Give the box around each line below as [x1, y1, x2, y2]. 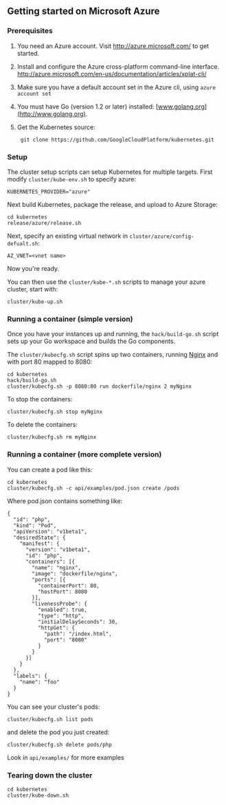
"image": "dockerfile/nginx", [32, 570, 118, 577]
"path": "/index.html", [43, 630, 112, 637]
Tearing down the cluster [7, 770, 93, 780]
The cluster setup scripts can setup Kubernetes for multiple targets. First [7, 168, 213, 176]
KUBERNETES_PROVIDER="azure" [7, 188, 91, 195]
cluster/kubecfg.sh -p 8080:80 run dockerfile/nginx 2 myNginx [7, 383, 192, 390]
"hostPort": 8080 [37, 588, 88, 595]
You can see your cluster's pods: [7, 703, 100, 711]
